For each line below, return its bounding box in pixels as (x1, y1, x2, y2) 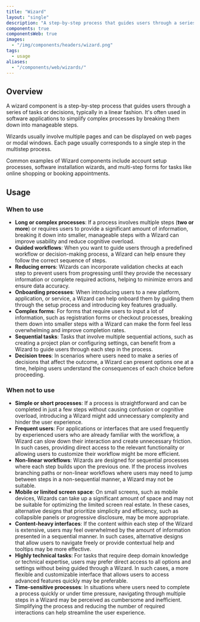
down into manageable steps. (6, 121, 79, 128)
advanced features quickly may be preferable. (14, 577, 128, 584)
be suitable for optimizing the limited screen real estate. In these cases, (14, 501, 190, 508)
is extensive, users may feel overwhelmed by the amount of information (14, 526, 190, 534)
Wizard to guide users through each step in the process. (14, 345, 154, 353)
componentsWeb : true (6, 31, 58, 37)
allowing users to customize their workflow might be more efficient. (14, 451, 180, 458)
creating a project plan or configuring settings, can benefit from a (14, 339, 176, 347)
